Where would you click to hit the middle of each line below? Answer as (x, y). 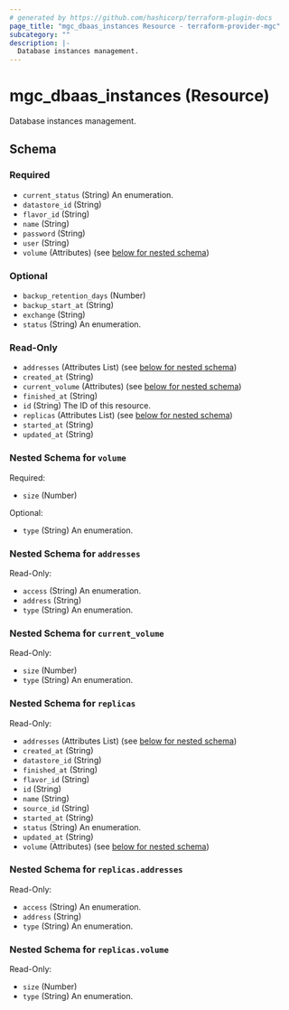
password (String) (54, 233)
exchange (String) (54, 315)
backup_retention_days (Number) (84, 295)
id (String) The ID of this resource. (87, 406)
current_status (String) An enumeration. (98, 194)
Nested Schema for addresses (75, 554)
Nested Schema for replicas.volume (89, 949)
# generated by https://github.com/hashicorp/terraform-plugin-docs (141, 18)
